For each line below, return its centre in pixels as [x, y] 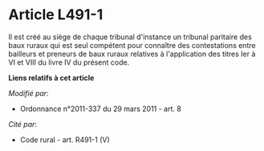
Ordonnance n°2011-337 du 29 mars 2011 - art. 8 [101, 109]
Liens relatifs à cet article [51, 77]
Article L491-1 [56, 15]
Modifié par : [29, 93]
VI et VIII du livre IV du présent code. [69, 62]
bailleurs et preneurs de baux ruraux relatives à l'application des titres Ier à [132, 54]
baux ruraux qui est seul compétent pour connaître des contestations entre [132, 45]
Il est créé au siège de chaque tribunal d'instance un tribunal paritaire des [130, 37]
